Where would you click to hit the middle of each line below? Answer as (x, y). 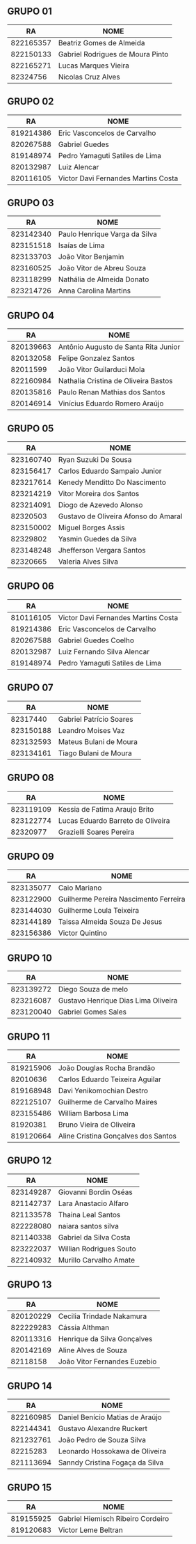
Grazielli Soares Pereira (96, 832)
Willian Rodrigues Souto (97, 1249)
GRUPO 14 (30, 1386)
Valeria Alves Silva (88, 562)
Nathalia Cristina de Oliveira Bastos (115, 381)
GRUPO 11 (28, 1036)
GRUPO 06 (31, 586)
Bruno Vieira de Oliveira (97, 1125)
